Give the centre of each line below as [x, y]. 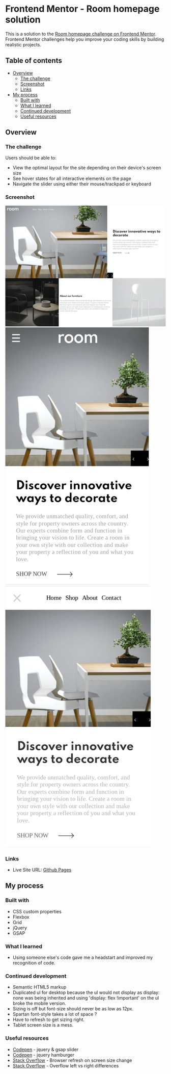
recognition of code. [34, 963]
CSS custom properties [37, 911]
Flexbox [21, 917]
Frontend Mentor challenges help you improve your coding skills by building [85, 39]
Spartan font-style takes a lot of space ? [55, 1014]
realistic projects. [23, 44]
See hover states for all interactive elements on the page [72, 178]
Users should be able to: [31, 158]
